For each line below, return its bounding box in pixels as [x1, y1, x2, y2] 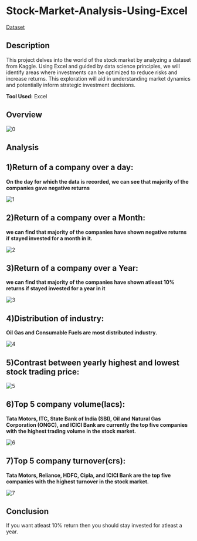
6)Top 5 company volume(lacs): [6, 399, 125, 410]
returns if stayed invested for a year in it [6, 285, 106, 292]
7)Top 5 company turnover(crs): [6, 456, 126, 466]
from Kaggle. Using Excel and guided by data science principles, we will [6, 62, 180, 69]
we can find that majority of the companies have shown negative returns [6, 228, 187, 235]
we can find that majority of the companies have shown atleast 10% [6, 278, 175, 286]
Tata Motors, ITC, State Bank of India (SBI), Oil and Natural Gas [6, 415, 161, 422]
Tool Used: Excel [6, 92, 47, 99]
